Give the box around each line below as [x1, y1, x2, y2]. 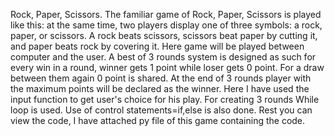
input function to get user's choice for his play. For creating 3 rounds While [10, 94, 320, 105]
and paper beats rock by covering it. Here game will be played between [10, 40, 305, 52]
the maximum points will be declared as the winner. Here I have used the [10, 83, 310, 94]
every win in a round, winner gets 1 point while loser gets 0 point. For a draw [10, 62, 325, 73]
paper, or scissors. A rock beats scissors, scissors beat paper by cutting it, [10, 30, 318, 41]
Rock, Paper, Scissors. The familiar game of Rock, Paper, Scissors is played [10, 9, 322, 20]
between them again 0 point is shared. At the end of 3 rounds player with [10, 72, 312, 84]
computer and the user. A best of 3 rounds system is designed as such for [10, 51, 317, 63]
